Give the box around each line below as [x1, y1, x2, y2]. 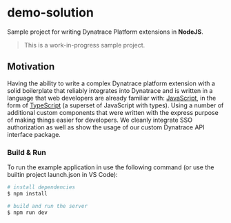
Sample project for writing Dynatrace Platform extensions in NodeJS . [7, 28, 203, 36]
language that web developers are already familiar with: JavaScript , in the [7, 94, 217, 102]
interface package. [7, 130, 61, 138]
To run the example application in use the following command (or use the [7, 163, 214, 171]
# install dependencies [7, 184, 76, 191]
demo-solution [7, 5, 94, 21]
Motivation [7, 61, 55, 73]
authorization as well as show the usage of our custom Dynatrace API [7, 123, 205, 131]
